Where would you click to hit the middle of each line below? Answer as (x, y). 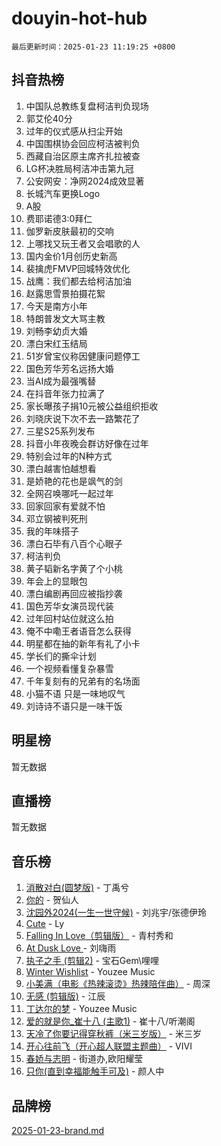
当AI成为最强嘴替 (61, 381)
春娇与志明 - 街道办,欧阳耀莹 (84, 1059)
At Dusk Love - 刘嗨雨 (71, 948)
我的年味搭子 (52, 531)
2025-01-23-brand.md (58, 1130)
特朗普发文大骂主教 (65, 318)
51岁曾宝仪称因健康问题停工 (83, 356)
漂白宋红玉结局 (56, 343)
